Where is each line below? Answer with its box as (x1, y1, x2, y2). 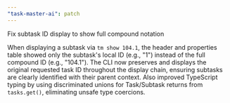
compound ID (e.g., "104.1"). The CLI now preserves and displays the (7, 57, 207, 67)
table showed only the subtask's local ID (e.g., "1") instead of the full (7, 50, 205, 59)
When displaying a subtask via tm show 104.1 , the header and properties (7, 43, 217, 51)
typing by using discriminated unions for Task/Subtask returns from (7, 80, 203, 88)
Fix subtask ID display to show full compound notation (7, 29, 165, 38)
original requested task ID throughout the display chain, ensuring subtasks (7, 65, 223, 74)
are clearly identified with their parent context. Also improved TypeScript (7, 73, 218, 81)
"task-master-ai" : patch (7, 10, 80, 18)
